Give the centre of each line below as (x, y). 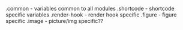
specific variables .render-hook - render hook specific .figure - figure (91, 15)
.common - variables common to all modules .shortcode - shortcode (90, 9)
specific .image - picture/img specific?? (55, 21)
